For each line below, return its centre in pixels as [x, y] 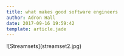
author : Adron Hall [31, 18]
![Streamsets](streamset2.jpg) [44, 46]
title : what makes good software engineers [62, 12]
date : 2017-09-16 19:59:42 [40, 23]
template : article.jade [36, 29]
